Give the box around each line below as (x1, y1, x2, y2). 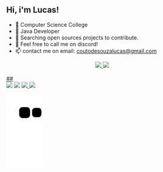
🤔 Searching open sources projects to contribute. (15, 33, 139, 41)
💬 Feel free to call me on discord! (15, 40, 99, 47)
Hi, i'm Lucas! (6, 5, 60, 15)
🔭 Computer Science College (15, 21, 88, 28)
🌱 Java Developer (15, 27, 60, 35)
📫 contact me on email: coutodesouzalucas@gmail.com (15, 47, 157, 54)
